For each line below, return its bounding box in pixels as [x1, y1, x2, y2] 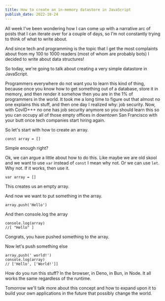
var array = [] [5, 174, 36, 179]
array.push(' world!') [5, 253, 52, 258]
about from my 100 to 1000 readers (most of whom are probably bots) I [5, 50, 149, 57]
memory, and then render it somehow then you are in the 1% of [5, 91, 133, 97]
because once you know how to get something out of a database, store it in [5, 86, 159, 91]
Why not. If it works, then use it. [5, 165, 70, 171]
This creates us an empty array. [5, 183, 70, 189]
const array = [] [5, 136, 41, 141]
